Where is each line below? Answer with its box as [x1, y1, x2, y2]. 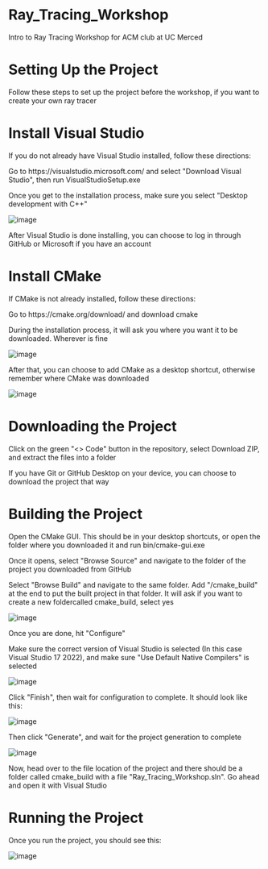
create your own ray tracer [8, 95, 97, 106]
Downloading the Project [8, 417, 177, 435]
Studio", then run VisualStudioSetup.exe [8, 175, 141, 185]
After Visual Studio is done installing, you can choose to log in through [8, 230, 241, 239]
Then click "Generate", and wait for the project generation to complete [8, 732, 241, 742]
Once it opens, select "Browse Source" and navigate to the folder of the [8, 555, 246, 565]
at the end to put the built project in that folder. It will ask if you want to [8, 588, 243, 598]
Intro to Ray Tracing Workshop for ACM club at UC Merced [8, 32, 204, 42]
